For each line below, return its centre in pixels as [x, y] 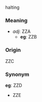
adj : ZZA [22, 31]
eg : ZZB [28, 37]
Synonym [17, 74]
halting [12, 7]
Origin [13, 50]
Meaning [16, 20]
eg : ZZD [14, 85]
